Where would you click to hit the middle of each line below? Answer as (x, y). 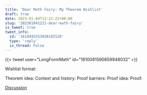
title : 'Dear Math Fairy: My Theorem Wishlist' (54, 9)
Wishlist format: (21, 69)
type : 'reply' (24, 41)
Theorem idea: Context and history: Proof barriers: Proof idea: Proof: (74, 78)
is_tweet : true (20, 28)
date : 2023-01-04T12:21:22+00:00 (39, 18)
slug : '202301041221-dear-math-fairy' (44, 23)
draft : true (17, 14)
